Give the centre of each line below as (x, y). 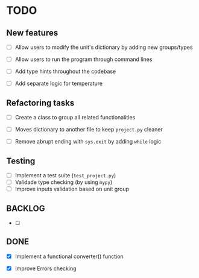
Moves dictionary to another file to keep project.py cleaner (89, 130)
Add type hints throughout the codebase (65, 71)
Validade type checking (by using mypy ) (64, 182)
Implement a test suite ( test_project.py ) (65, 175)
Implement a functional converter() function (69, 256)
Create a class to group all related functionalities (75, 118)
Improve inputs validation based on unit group (72, 189)
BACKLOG (26, 208)
